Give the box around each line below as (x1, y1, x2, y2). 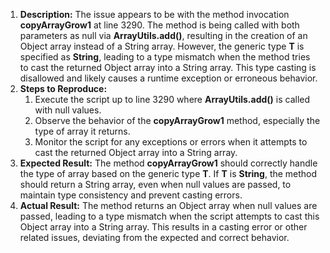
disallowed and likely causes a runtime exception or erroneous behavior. (19, 72, 318, 84)
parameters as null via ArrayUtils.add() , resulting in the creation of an (19, 30, 308, 41)
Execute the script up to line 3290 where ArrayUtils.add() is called (34, 94, 311, 105)
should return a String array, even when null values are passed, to (19, 179, 292, 190)
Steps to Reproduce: (19, 83, 108, 94)
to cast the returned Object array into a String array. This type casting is (19, 62, 317, 73)
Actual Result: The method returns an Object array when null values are (19, 200, 318, 211)
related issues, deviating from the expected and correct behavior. (19, 232, 290, 243)
